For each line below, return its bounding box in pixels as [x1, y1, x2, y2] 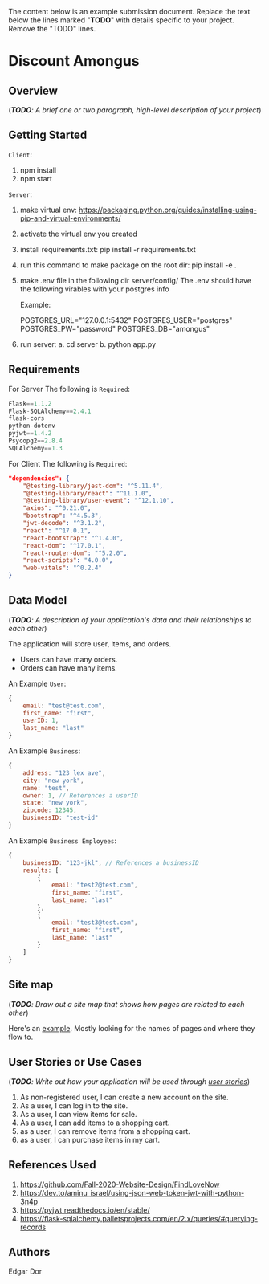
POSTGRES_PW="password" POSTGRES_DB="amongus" [19, 324, 210, 333]
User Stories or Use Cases [8, 1055, 142, 1069]
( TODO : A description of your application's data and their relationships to [8, 614, 252, 625]
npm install [19, 165, 57, 175]
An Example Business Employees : [8, 835, 117, 846]
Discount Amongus [8, 52, 140, 71]
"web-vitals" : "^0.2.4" [22, 564, 103, 573]
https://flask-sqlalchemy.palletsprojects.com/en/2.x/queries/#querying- [19, 1213, 259, 1223]
